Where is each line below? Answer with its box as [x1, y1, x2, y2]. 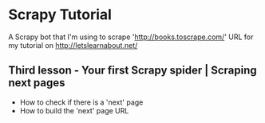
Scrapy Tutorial [8, 6, 112, 24]
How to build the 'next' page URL [19, 105, 129, 115]
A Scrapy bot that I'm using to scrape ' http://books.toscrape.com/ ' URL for [8, 32, 254, 42]
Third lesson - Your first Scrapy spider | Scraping [8, 64, 257, 77]
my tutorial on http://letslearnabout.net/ [8, 40, 138, 50]
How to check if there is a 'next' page [19, 97, 144, 107]
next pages [8, 76, 65, 89]
